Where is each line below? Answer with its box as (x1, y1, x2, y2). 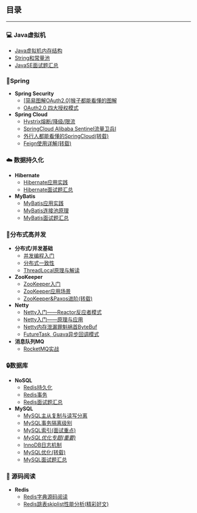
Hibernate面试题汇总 (23, 186, 73, 193)
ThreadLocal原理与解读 (23, 267, 80, 274)
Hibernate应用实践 (23, 178, 69, 185)
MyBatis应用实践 (23, 200, 64, 207)
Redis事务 (23, 392, 47, 399)
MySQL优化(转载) (23, 449, 66, 456)
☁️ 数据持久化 (6, 156, 44, 164)
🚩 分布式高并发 (6, 230, 46, 238)
